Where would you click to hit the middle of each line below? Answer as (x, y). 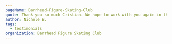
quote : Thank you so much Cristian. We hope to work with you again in (83, 15)
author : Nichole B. (26, 19)
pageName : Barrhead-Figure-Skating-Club (49, 10)
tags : (11, 24)
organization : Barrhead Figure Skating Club (53, 33)
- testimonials (26, 29)
